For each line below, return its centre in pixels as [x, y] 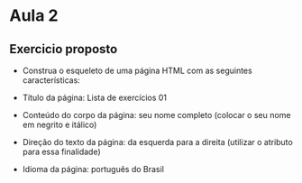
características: [51, 80]
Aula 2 [34, 16]
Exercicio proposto [64, 49]
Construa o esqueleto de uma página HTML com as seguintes [137, 70]
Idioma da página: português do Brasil [93, 169]
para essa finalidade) [61, 151]
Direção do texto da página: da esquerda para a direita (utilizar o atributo [157, 142]
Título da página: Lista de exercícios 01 [95, 97]
